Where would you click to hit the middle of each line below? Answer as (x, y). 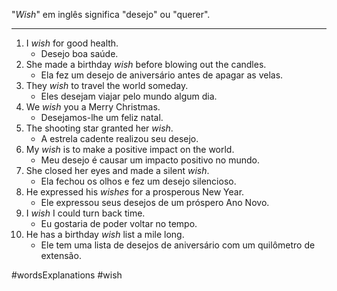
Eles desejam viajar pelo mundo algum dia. (129, 96)
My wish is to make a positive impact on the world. (130, 149)
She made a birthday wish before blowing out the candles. (146, 64)
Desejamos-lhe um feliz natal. (102, 117)
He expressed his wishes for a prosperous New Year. (135, 192)
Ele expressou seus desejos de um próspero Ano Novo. (155, 202)
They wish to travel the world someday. (107, 85)
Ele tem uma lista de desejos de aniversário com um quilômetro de (178, 245)
